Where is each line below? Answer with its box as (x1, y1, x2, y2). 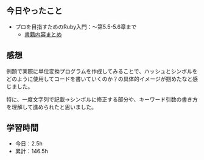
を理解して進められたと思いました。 (6, 103, 97, 111)
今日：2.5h (15, 140, 43, 147)
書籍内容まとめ (24, 30, 62, 38)
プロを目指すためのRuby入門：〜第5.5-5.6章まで (15, 23, 137, 30)
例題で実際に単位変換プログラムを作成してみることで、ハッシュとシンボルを (6, 68, 198, 75)
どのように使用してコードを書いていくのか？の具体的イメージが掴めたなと (6, 75, 193, 82)
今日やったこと (6, 5, 63, 16)
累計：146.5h (15, 148, 49, 155)
